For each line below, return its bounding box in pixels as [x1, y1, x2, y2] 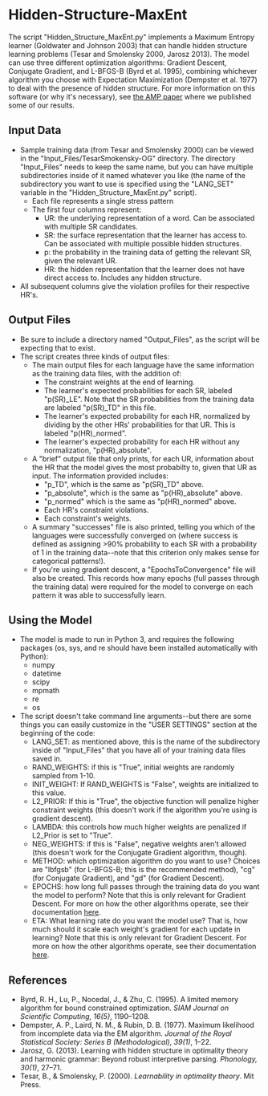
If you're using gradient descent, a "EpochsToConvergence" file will [31, 564, 256, 574]
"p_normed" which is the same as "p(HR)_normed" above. [43, 496, 237, 506]
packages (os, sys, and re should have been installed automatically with [19, 643, 258, 653]
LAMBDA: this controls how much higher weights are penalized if [31, 822, 247, 832]
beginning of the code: [19, 729, 95, 738]
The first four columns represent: [31, 205, 142, 214]
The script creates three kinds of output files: [19, 351, 170, 361]
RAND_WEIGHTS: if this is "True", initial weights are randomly [31, 762, 235, 772]
